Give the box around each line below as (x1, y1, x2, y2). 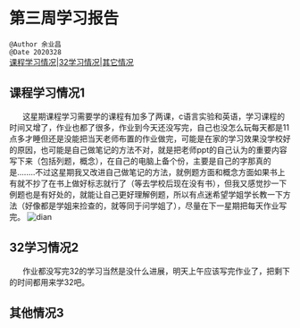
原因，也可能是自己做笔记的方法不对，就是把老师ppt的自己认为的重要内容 (16, 144, 287, 155)
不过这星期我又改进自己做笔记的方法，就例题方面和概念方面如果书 (35, 166, 279, 177)
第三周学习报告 (9, 8, 120, 29)
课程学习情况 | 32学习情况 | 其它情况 (9, 56, 134, 67)
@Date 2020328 (9, 47, 62, 56)
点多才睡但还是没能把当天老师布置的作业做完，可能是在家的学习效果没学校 (9, 133, 283, 144)
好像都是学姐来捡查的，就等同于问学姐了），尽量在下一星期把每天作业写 (24, 200, 287, 211)
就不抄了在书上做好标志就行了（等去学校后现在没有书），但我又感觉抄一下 (16, 178, 287, 189)
